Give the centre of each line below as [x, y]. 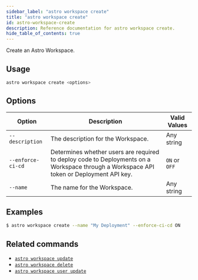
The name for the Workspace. [92, 187]
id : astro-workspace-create [41, 22]
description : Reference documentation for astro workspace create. [91, 28]
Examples [24, 212]
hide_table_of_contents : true [43, 34]
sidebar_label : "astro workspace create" [58, 12]
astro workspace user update [50, 271]
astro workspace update [44, 259]
